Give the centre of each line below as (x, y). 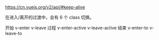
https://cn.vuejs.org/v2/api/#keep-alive (45, 7)
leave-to (14, 33)
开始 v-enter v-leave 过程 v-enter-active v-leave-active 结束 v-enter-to (77, 28)
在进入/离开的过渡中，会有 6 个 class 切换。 (50, 17)
